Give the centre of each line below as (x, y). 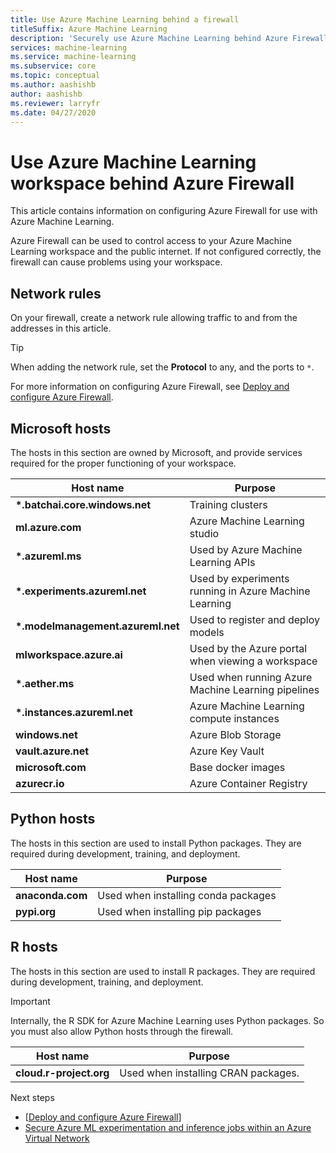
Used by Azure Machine (246, 549)
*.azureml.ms (48, 556)
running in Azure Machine (250, 591)
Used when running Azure (251, 677)
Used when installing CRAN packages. (209, 1073)
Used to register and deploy (254, 619)
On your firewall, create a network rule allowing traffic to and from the (154, 318)
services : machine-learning (69, 47)
